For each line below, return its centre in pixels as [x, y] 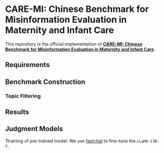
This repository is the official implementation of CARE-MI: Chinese [74, 44]
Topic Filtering [23, 96]
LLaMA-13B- [148, 141]
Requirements [27, 65]
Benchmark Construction [45, 82]
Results [17, 112]
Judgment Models [34, 129]
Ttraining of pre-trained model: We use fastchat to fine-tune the [71, 141]
